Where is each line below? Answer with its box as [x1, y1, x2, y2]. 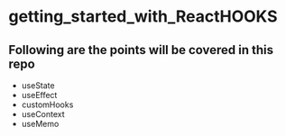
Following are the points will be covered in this [8, 42, 274, 58]
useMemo [21, 119, 60, 129]
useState [21, 80, 55, 91]
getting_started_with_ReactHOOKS [8, 6, 278, 27]
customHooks [21, 99, 74, 110]
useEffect [21, 90, 58, 100]
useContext [21, 109, 65, 119]
